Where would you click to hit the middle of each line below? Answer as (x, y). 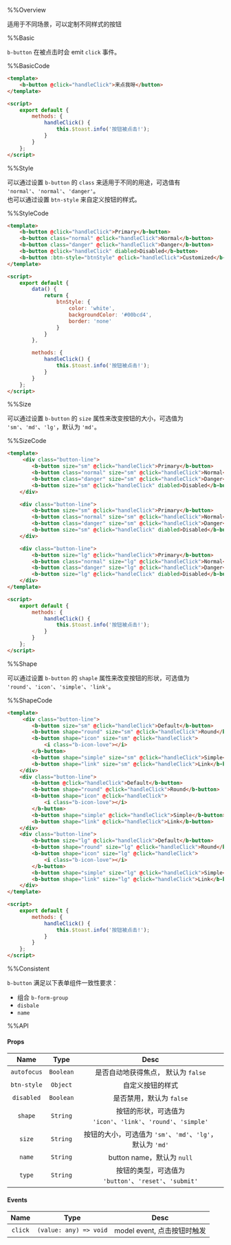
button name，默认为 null (151, 1158)
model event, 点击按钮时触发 (160, 1231)
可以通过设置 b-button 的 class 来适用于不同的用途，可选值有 (94, 182)
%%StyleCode (28, 213)
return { (56, 296)
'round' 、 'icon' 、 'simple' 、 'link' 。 (61, 686)
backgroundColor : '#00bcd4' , (110, 315)
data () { (44, 289)
